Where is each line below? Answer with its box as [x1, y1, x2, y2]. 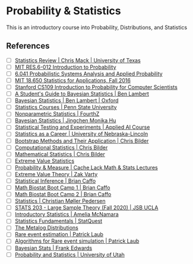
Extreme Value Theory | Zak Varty [14, 170, 98, 177]
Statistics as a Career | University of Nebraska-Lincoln [14, 131, 148, 138]
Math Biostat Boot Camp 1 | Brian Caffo [14, 184, 110, 191]
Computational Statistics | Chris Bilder [14, 144, 108, 151]
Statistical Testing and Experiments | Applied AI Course [14, 123, 150, 131]
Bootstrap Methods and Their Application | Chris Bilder [14, 137, 149, 144]
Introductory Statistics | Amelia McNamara [14, 211, 119, 218]
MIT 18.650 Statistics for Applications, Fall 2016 [14, 77, 131, 84]
